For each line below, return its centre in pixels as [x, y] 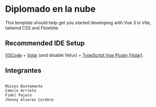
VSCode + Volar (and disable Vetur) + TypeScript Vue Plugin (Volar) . [75, 55]
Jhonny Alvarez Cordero [30, 100]
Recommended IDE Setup [45, 43]
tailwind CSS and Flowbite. [32, 27]
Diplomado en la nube [50, 9]
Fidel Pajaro [18, 95]
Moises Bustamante [24, 86]
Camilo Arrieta [21, 91]
